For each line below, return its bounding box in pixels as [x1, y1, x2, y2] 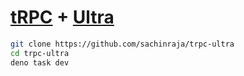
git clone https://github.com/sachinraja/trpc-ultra [10, 39, 235, 49]
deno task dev [10, 57, 70, 68]
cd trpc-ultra [10, 48, 70, 58]
